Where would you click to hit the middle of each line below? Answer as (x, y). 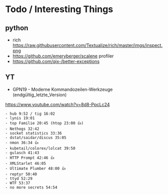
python (17, 28)
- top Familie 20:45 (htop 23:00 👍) (45, 123)
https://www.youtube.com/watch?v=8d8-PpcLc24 (58, 104)
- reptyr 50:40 (21, 174)
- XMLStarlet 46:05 (26, 163)
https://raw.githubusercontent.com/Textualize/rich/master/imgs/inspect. (88, 45)
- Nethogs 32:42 (22, 129)
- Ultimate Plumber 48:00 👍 (35, 168)
